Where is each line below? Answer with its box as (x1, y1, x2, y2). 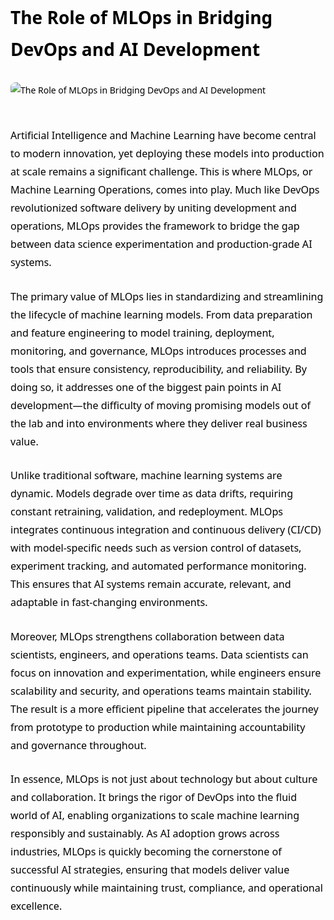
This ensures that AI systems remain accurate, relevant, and (10, 577, 292, 592)
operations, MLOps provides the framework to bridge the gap (10, 219, 300, 234)
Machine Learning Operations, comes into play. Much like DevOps (10, 182, 320, 198)
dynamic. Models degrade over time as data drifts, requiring (10, 486, 294, 501)
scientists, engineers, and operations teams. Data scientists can (10, 647, 309, 662)
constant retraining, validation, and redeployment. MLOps (10, 504, 283, 520)
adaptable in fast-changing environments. (10, 595, 208, 610)
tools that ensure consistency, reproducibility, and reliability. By (10, 361, 307, 376)
